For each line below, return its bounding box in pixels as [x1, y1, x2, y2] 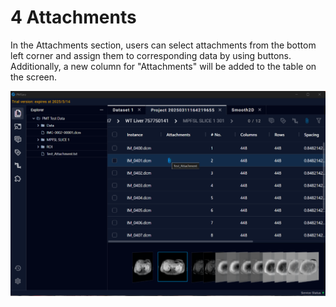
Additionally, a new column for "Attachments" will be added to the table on [10, 60, 317, 72]
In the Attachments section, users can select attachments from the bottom [10, 39, 317, 51]
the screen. [10, 71, 58, 83]
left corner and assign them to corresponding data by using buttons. [10, 49, 292, 61]
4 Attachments [10, 6, 137, 29]
